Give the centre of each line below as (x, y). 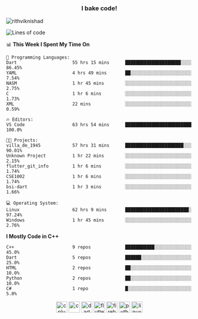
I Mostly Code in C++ (33, 236)
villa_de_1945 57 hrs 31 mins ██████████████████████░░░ (99, 146)
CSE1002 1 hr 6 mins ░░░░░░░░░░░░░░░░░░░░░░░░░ (99, 177)
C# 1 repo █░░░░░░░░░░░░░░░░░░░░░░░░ (99, 289)
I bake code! (99, 8)
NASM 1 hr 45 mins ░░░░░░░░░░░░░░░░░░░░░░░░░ (99, 83)
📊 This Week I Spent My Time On (48, 44)
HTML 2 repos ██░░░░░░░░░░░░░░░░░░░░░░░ (99, 268)
